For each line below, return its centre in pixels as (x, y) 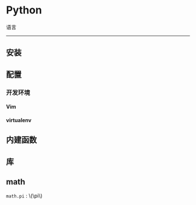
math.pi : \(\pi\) (24, 196)
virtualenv (19, 120)
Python (24, 10)
